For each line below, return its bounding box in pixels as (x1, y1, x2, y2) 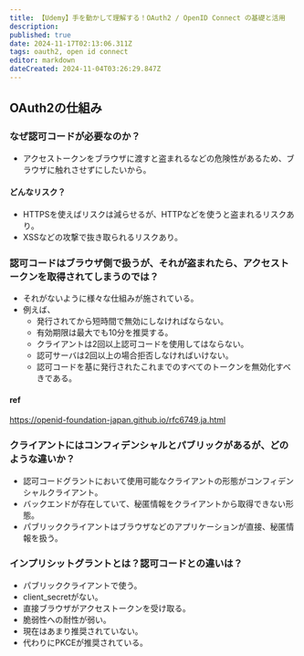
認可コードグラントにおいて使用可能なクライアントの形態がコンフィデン (22, 475, 295, 486)
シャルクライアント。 (22, 486, 103, 498)
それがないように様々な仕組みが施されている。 (22, 293, 199, 304)
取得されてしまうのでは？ (47, 270, 160, 283)
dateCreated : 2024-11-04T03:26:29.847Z (9, 65, 162, 74)
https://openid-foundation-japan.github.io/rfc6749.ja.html (9, 415, 226, 426)
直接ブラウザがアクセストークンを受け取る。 (22, 602, 192, 613)
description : (9, 22, 59, 31)
